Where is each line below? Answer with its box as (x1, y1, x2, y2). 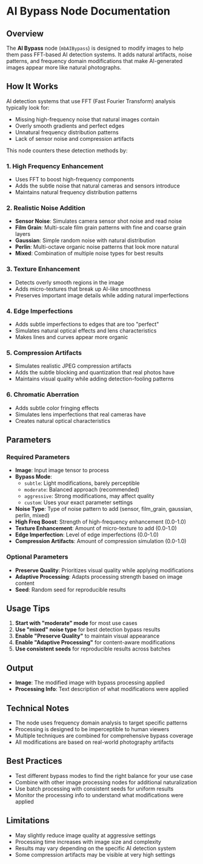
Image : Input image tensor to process (15, 467, 109, 474)
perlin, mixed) (15, 511, 50, 519)
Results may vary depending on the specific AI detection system (15, 845, 176, 852)
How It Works (6, 81, 59, 92)
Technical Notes (6, 703, 70, 714)
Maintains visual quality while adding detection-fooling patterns (15, 375, 174, 383)
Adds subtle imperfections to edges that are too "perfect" (15, 320, 159, 328)
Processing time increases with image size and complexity (15, 838, 162, 845)
